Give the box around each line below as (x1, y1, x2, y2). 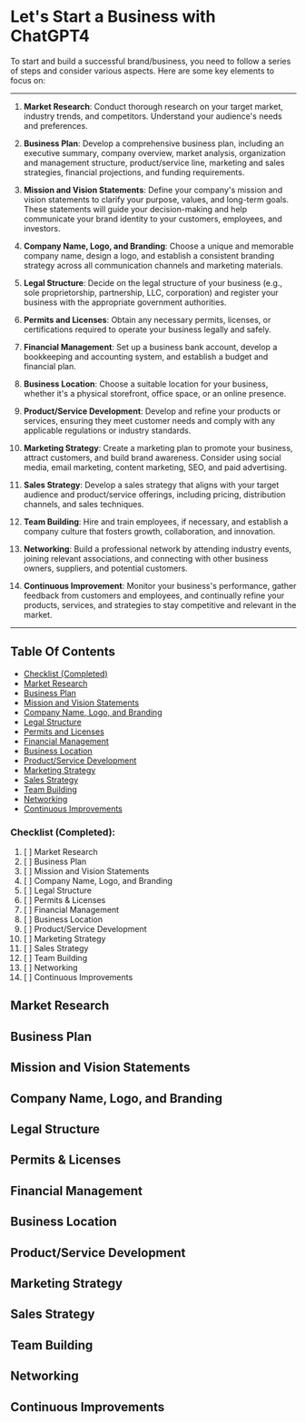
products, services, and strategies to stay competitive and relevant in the (23, 599, 297, 610)
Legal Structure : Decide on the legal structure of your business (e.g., (23, 277, 282, 288)
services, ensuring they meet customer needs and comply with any (23, 415, 276, 426)
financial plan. (23, 360, 76, 371)
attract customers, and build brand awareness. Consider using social (23, 452, 281, 463)
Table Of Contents (10, 644, 116, 660)
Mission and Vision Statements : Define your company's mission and (23, 184, 283, 195)
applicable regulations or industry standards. (23, 425, 192, 436)
